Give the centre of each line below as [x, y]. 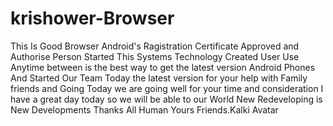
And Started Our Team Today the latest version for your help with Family [159, 78]
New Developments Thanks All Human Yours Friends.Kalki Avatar [144, 109]
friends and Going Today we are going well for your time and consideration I [167, 88]
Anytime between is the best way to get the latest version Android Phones [163, 67]
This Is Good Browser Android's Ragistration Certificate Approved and [155, 46]
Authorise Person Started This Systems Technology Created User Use [155, 56]
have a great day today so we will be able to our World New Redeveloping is [166, 99]
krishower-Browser [92, 18]
